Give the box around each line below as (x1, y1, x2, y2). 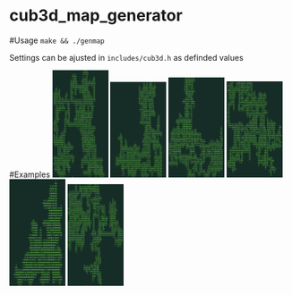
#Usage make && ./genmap (9, 35, 105, 46)
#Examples (9, 169, 51, 180)
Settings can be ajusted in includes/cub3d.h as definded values (9, 52, 244, 63)
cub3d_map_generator (9, 5, 184, 26)
